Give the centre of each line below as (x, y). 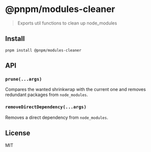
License (18, 133)
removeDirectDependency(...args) (46, 107)
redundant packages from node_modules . (47, 95)
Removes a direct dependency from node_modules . (57, 117)
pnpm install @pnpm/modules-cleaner (43, 50)
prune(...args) (24, 79)
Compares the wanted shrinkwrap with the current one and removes (75, 89)
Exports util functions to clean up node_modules (67, 23)
